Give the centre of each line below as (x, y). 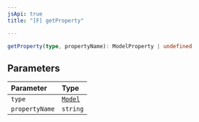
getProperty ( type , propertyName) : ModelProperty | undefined (100, 46)
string (72, 109)
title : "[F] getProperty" (45, 21)
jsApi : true (25, 14)
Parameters (34, 68)
